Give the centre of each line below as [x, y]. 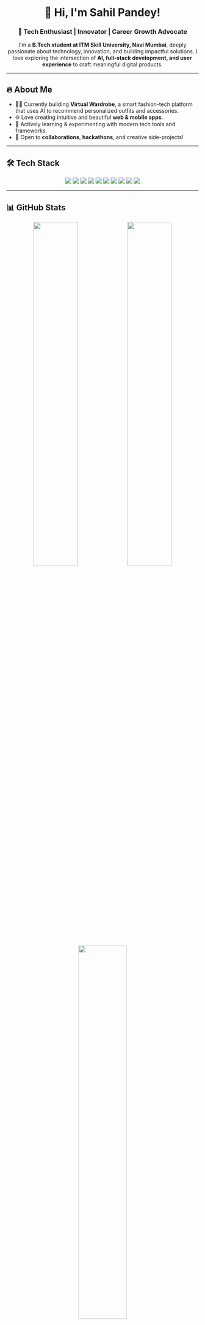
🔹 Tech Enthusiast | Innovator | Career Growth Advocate [103, 32]
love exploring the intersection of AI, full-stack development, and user [103, 58]
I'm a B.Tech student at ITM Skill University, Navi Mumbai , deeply [103, 45]
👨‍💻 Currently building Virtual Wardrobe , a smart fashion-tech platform [104, 104]
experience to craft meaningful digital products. [103, 64]
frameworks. [31, 131]
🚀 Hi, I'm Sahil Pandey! [103, 13]
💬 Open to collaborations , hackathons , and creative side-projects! [99, 137]
